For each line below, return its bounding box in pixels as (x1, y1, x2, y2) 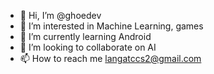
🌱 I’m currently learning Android (19, 31, 152, 42)
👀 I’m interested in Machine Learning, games (19, 20, 204, 32)
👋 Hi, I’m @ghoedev (19, 10, 102, 21)
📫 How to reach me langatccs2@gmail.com (19, 53, 202, 64)
